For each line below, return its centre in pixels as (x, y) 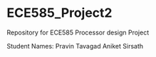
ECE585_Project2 (59, 13)
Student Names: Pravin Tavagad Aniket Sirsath (75, 46)
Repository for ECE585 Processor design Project (78, 32)
